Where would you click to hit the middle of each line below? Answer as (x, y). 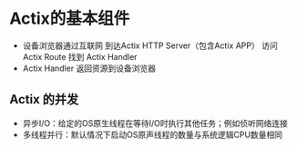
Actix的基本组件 (70, 19)
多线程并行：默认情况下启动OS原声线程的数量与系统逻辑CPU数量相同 (153, 134)
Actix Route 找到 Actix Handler (80, 56)
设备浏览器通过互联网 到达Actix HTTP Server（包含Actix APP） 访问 (150, 45)
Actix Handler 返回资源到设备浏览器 (89, 68)
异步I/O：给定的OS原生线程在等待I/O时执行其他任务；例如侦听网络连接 (155, 123)
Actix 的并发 (44, 99)
